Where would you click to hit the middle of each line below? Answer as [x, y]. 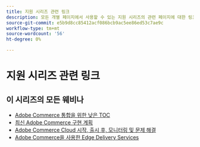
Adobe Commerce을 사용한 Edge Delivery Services [77, 137]
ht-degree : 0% [24, 39]
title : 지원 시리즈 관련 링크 [38, 12]
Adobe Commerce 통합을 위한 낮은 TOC [62, 115]
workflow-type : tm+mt [33, 28]
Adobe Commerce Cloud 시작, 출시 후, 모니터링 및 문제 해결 [85, 130]
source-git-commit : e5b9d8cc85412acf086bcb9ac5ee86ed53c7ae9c [85, 23]
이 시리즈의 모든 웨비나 [45, 100]
